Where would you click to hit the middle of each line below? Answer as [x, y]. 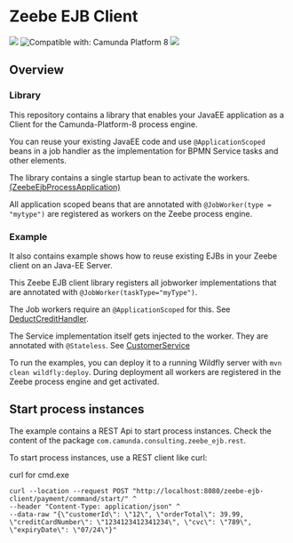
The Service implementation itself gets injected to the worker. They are [139, 336]
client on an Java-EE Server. [61, 265]
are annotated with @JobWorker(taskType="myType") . [103, 291]
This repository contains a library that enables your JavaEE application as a [146, 115]
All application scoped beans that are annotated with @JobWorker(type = [141, 204]
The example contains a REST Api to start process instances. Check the [141, 431]
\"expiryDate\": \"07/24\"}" [63, 530]
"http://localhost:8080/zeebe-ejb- [198, 491]
